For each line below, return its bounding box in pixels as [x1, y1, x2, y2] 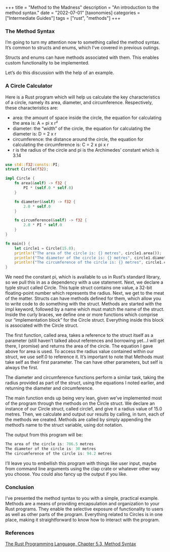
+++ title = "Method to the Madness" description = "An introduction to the [5, 5, 159, 10]
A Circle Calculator [5, 82, 53, 89]
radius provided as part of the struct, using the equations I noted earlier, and [5, 380, 164, 386]
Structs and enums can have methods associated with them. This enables [5, 54, 159, 60]
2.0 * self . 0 [23, 204, 51, 209]
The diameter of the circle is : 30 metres [5, 446, 96, 452]
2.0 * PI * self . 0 [23, 223, 62, 228]
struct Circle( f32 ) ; [5, 167, 49, 172]
